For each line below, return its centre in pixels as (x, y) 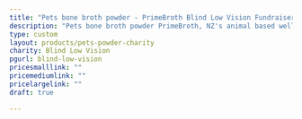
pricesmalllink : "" (46, 68)
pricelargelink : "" (46, 84)
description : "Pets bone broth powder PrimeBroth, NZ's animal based (142, 26)
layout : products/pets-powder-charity (82, 42)
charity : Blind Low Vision (60, 51)
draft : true (31, 92)
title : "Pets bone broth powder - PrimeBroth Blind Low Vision (130, 17)
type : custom (34, 34)
